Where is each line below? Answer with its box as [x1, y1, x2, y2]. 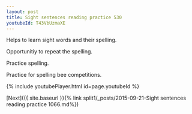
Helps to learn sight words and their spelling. [6, 37, 117, 44]
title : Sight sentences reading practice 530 [6, 14, 122, 20]
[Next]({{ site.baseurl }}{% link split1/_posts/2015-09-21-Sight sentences [6, 94, 187, 102]
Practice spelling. [6, 59, 49, 67]
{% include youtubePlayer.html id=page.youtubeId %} [6, 83, 140, 90]
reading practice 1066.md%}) [6, 101, 79, 108]
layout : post [6, 8, 39, 15]
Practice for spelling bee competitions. [6, 71, 102, 79]
